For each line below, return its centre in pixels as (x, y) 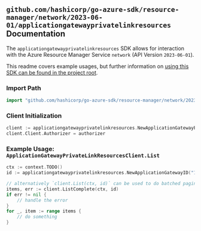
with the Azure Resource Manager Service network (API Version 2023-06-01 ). (100, 54)
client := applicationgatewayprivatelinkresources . (72, 128)
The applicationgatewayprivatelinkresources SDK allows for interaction (95, 48)
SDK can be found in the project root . (52, 72)
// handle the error (42, 200)
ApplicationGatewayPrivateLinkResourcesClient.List (83, 155)
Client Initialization (34, 115)
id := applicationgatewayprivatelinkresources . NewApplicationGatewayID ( (99, 173)
